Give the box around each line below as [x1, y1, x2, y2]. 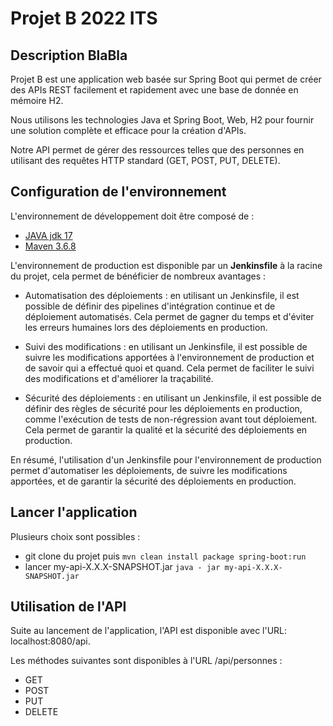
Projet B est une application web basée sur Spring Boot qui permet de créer [10, 73, 322, 85]
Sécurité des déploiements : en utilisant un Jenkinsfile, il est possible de [24, 392, 322, 404]
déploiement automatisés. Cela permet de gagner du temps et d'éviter [24, 310, 315, 322]
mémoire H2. [10, 95, 64, 106]
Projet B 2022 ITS [10, 7, 158, 30]
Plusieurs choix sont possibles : [10, 530, 141, 542]
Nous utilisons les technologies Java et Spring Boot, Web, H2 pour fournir [10, 114, 315, 126]
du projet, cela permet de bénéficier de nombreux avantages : [10, 270, 267, 282]
